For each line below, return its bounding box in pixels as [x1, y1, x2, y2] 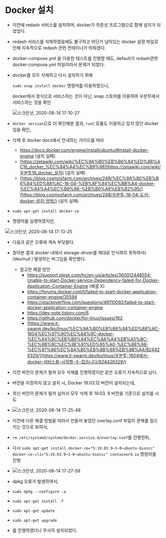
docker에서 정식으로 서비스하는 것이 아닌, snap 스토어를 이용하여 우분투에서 [12, 93, 160, 99]
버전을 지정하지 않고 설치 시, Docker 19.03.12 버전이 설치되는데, [12, 380, 136, 386]
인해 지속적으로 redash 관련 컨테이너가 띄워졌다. [12, 45, 106, 51]
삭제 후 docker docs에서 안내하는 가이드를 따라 [12, 137, 104, 143]
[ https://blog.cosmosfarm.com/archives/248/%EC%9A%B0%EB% [19, 175, 156, 181]
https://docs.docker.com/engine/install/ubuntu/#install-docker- [19, 147, 149, 153]
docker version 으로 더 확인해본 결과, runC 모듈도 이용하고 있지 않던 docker [12, 120, 159, 126]
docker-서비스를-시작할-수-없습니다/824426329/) [27, 359, 126, 364]
